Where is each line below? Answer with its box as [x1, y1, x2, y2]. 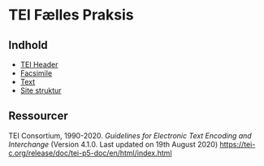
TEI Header [19, 59, 58, 69]
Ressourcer [8, 109, 68, 123]
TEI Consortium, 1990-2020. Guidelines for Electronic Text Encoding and [8, 130, 252, 140]
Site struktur [19, 85, 63, 95]
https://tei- [219, 139, 256, 149]
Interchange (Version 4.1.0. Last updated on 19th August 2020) [8, 139, 219, 149]
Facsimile [19, 68, 53, 78]
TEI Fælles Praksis [8, 6, 134, 24]
